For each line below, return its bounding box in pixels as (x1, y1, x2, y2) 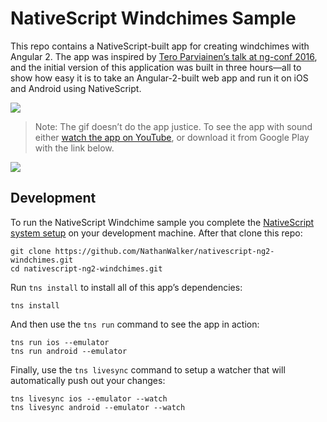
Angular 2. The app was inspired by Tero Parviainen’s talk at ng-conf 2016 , (10, 50, 318, 62)
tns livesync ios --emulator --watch (10, 393, 168, 404)
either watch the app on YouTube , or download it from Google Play (34, 131, 310, 143)
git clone (10, 246, 52, 256)
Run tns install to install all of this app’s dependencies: (10, 281, 243, 293)
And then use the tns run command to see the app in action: (10, 318, 260, 330)
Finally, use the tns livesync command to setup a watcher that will (10, 363, 286, 376)
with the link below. (34, 142, 115, 154)
